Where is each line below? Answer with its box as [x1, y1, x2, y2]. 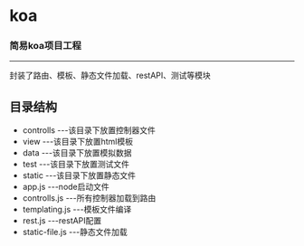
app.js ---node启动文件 [22, 182, 110, 193]
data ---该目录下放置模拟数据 [22, 147, 132, 158]
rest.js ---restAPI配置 [22, 215, 102, 226]
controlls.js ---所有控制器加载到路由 [22, 193, 157, 203]
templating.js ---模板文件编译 [22, 204, 132, 215]
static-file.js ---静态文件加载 [22, 227, 128, 238]
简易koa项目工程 [9, 40, 81, 52]
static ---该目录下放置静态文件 [22, 170, 136, 181]
